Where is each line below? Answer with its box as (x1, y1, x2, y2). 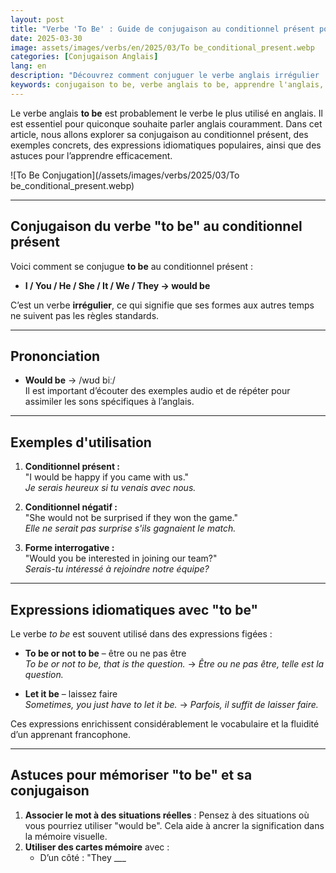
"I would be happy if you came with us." (24, 471, 190, 483)
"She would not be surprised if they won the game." (24, 512, 239, 524)
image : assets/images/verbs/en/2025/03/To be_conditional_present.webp (10, 42, 315, 53)
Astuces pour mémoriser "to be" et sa (10, 767, 253, 784)
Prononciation (10, 347, 101, 365)
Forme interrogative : (24, 542, 115, 554)
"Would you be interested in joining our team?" (24, 552, 218, 565)
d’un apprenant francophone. (10, 729, 131, 740)
